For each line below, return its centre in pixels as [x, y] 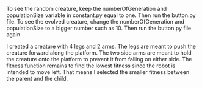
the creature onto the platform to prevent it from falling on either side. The [99, 59]
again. [14, 35]
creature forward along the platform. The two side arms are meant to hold [99, 53]
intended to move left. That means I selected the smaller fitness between [98, 72]
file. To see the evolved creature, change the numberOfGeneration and [96, 22]
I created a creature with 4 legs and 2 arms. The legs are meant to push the [101, 46]
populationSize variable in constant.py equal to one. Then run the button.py [101, 15]
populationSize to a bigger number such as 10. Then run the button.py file [99, 28]
